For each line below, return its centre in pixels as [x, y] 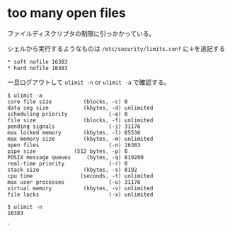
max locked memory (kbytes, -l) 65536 [74, 132]
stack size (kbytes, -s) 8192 [72, 170]
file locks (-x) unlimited [80, 195]
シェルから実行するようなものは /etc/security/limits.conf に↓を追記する [116, 48]
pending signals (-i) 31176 [74, 126]
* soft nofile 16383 [38, 62]
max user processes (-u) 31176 [74, 182]
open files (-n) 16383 [74, 145]
